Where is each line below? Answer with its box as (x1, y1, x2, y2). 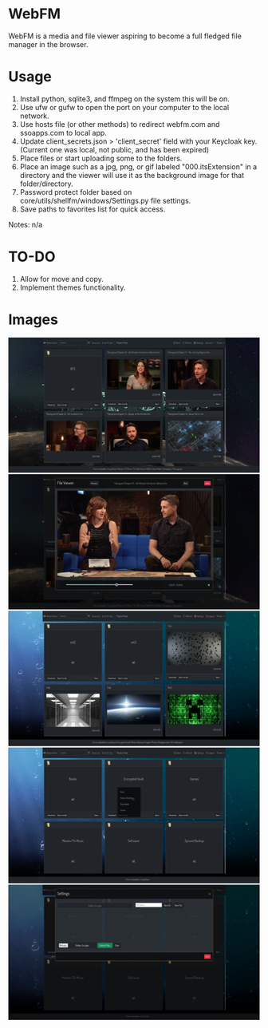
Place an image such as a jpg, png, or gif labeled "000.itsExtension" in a (19, 161, 258, 172)
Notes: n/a (8, 219, 43, 229)
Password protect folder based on (19, 187, 132, 196)
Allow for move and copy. (19, 274, 104, 283)
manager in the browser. (8, 39, 89, 49)
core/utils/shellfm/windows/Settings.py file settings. (19, 196, 191, 205)
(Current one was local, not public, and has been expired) (19, 144, 210, 154)
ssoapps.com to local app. (19, 128, 108, 137)
